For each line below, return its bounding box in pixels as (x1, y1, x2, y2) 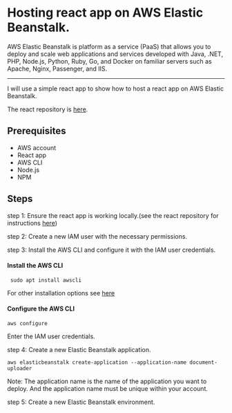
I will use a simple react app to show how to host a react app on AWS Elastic (7, 84, 224, 93)
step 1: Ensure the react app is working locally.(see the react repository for (7, 211, 219, 219)
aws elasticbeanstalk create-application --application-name (7, 358, 187, 366)
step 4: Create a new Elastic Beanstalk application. (7, 345, 151, 354)
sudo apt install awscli (10, 277, 81, 284)
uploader (7, 365, 32, 371)
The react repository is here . (7, 105, 88, 113)
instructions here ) (7, 219, 57, 227)
